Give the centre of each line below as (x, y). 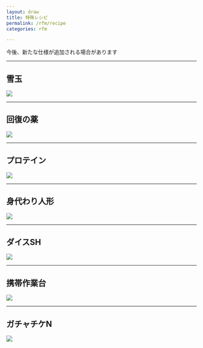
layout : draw (23, 12)
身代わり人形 (30, 202)
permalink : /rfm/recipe (36, 23)
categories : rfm (27, 29)
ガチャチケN (29, 324)
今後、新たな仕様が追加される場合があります (62, 52)
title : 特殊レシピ (27, 18)
